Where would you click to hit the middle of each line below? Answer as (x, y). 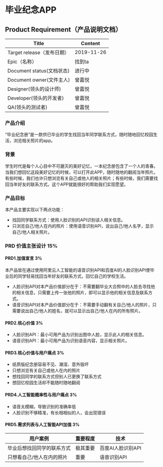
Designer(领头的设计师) (34, 89)
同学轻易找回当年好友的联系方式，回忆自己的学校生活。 (73, 276)
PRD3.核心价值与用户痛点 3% (35, 353)
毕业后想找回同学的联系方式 (39, 448)
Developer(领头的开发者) (36, 98)
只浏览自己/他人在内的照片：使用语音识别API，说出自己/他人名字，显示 (83, 226)
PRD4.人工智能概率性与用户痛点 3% (41, 395)
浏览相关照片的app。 (34, 141)
